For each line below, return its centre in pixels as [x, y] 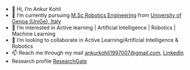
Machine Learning [33, 34]
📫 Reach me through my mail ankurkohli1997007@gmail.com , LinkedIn [98, 53]
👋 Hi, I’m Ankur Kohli [36, 9]
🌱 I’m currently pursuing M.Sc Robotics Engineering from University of [96, 15]
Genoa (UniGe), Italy [36, 21]
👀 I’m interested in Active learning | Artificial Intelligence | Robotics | [94, 27]
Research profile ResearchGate [49, 61]
